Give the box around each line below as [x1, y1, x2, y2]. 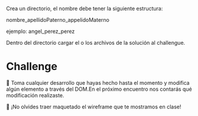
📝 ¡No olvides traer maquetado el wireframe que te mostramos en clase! [6, 103, 181, 110]
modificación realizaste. [6, 91, 64, 99]
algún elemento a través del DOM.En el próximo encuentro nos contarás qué [6, 85, 192, 92]
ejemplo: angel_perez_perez [6, 28, 75, 35]
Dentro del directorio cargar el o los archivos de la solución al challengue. [6, 39, 186, 46]
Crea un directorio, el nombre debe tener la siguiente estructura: [6, 5, 163, 12]
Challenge [6, 60, 58, 73]
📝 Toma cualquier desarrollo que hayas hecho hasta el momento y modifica [6, 79, 190, 86]
